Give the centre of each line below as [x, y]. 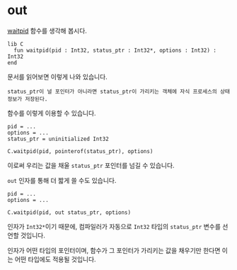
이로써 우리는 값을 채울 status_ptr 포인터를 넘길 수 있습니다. [91, 165]
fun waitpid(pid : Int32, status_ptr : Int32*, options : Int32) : [115, 50]
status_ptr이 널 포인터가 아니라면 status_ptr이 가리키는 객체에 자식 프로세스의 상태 [118, 91]
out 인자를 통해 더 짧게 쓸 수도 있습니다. [62, 180]
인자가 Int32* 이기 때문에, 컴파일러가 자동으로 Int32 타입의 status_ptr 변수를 [114, 226]
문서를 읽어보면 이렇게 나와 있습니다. [57, 77]
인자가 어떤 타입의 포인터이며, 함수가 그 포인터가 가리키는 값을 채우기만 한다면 [114, 250]
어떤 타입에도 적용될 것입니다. [56, 259]
